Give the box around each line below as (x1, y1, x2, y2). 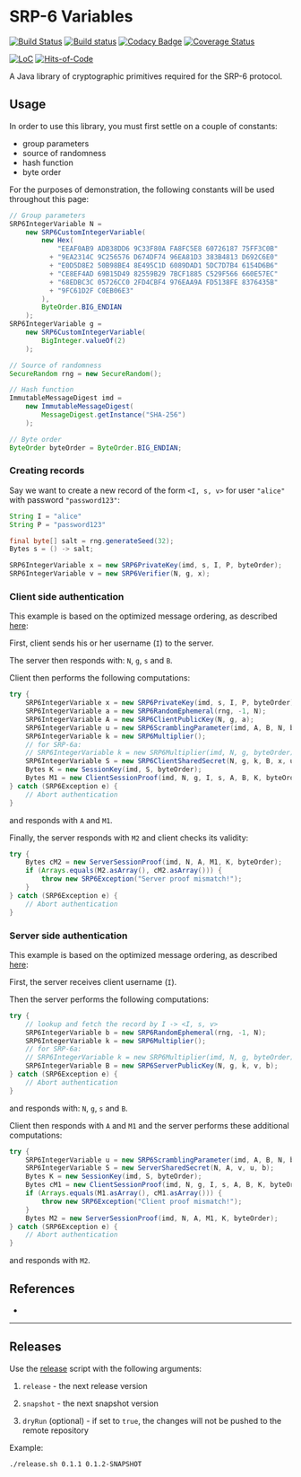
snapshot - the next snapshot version (21, 1398, 159, 1409)
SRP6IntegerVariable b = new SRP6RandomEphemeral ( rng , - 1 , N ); (25, 1028, 267, 1037)
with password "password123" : (9, 494, 121, 505)
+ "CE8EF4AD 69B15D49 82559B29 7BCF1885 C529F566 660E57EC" (48, 269, 279, 278)
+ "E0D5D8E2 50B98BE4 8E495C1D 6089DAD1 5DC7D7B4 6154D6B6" (48, 261, 279, 270)
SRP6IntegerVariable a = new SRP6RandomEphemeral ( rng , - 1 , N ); (25, 707, 267, 716)
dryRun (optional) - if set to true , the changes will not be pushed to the (21, 1415, 282, 1426)
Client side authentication (9, 590, 125, 602)
